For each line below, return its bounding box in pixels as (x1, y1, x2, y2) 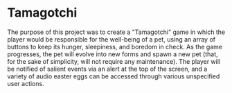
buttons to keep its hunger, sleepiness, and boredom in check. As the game (7, 42, 223, 51)
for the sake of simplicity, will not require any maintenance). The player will (7, 57, 220, 65)
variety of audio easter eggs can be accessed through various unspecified (7, 71, 220, 81)
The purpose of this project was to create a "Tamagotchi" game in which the (7, 28, 226, 36)
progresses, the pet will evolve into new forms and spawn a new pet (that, (7, 50, 218, 58)
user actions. (7, 79, 44, 87)
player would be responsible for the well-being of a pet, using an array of (7, 35, 216, 43)
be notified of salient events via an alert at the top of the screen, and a (7, 65, 208, 73)
